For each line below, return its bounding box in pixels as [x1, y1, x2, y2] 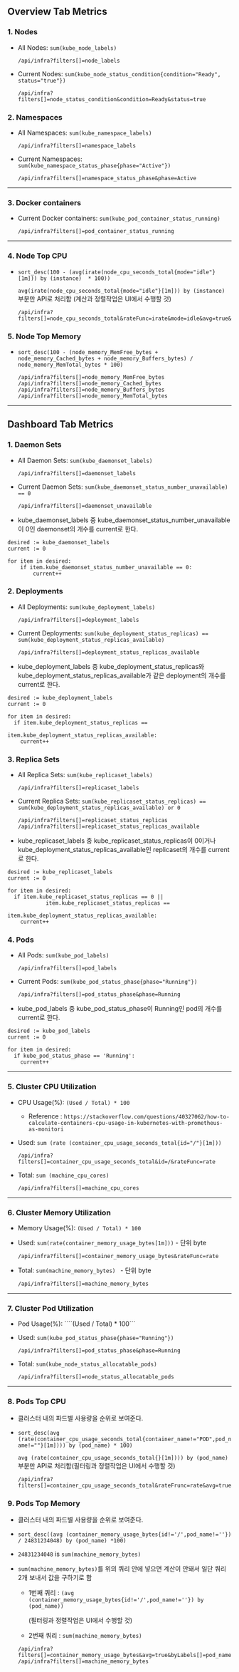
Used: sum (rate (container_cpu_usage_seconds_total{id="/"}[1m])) [17, 1138, 222, 1146]
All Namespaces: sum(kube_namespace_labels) [17, 128, 152, 137]
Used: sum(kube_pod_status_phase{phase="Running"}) [17, 1334, 174, 1342]
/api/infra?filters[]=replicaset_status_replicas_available [17, 823, 200, 831]
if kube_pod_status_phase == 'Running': [14, 1052, 135, 1060]
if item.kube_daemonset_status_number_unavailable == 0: [20, 564, 193, 571]
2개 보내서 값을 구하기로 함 [17, 1573, 92, 1582]
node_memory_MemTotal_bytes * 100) [17, 361, 124, 368]
